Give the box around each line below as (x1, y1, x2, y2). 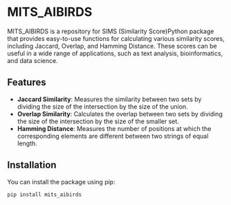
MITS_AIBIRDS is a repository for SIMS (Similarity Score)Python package (7, 27, 214, 35)
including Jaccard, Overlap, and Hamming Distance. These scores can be (7, 42, 217, 50)
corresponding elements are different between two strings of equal (17, 132, 209, 140)
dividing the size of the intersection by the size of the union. (17, 102, 188, 111)
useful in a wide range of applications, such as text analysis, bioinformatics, (7, 49, 223, 57)
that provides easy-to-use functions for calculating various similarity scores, (7, 34, 225, 42)
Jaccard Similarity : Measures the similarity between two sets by (17, 95, 202, 103)
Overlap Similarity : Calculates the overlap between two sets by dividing (17, 109, 223, 118)
